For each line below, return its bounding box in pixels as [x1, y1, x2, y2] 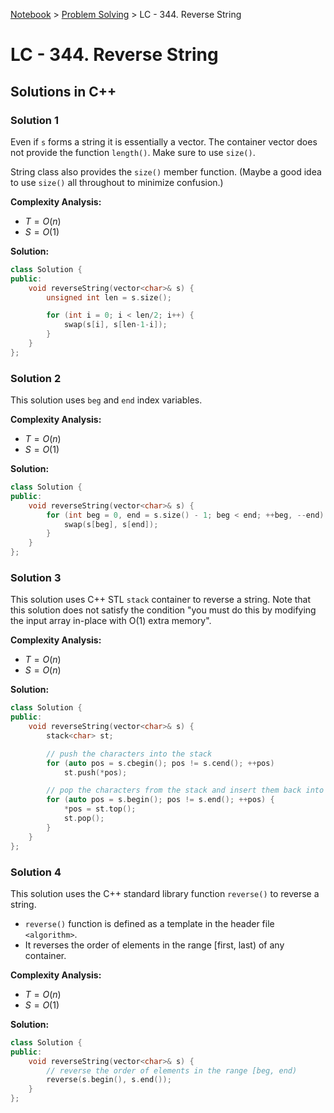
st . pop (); [63, 814, 105, 824]
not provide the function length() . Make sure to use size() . [10, 146, 256, 158]
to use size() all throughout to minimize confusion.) [10, 176, 224, 188]
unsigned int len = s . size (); [46, 292, 172, 303]
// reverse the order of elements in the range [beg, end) [46, 1065, 298, 1076]
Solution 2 [10, 371, 62, 385]
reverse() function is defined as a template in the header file [24, 917, 275, 929]
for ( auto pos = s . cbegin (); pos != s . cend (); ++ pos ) [46, 758, 275, 768]
